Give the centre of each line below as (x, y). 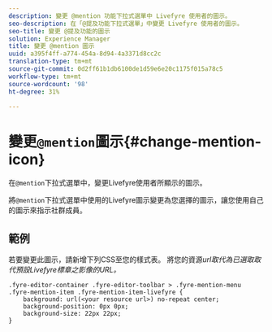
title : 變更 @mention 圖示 (52, 46)
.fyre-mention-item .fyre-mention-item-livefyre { (96, 293)
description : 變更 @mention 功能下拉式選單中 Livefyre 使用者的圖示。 (120, 16)
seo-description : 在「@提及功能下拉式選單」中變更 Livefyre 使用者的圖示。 (126, 24)
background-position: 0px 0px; (76, 307)
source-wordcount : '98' (49, 84)
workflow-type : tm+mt (45, 76)
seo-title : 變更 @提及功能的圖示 (60, 31)
